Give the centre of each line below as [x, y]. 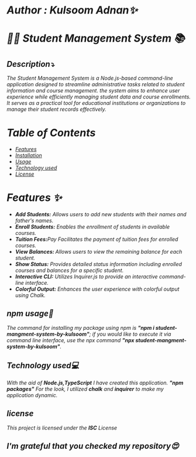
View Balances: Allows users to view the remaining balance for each [99, 252]
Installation [29, 155]
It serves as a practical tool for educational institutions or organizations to [96, 103]
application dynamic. [32, 395]
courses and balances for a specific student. [69, 271]
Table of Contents [51, 133]
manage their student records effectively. [57, 110]
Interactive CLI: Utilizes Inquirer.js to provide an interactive [86, 277]
